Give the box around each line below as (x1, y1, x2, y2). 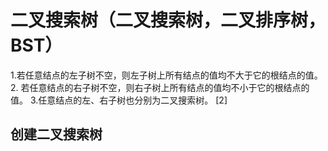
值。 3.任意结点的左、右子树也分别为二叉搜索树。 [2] (10, 94, 228, 106)
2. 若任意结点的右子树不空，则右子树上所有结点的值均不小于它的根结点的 (10, 81, 310, 93)
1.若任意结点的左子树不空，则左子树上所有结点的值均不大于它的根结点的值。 (10, 69, 323, 81)
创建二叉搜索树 (10, 126, 103, 143)
